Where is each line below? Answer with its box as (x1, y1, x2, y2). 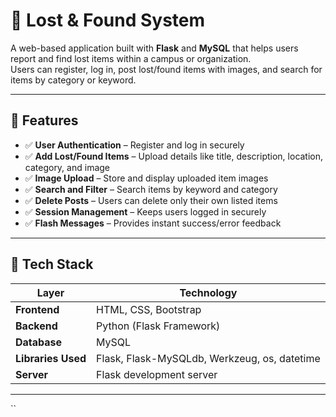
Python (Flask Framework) (96, 319, 221, 333)
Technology (179, 285, 238, 299)
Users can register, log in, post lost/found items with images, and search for (10, 63, 323, 75)
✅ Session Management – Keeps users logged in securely (24, 205, 267, 218)
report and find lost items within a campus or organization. (10, 52, 252, 64)
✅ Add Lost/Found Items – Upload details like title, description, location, (24, 150, 324, 162)
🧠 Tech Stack (10, 256, 94, 273)
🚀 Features (10, 112, 79, 129)
